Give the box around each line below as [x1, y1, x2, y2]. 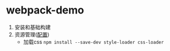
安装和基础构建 [14, 23, 51, 30]
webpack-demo [6, 4, 85, 17]
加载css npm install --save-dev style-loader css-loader [23, 38, 164, 45]
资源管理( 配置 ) [14, 30, 50, 38]
